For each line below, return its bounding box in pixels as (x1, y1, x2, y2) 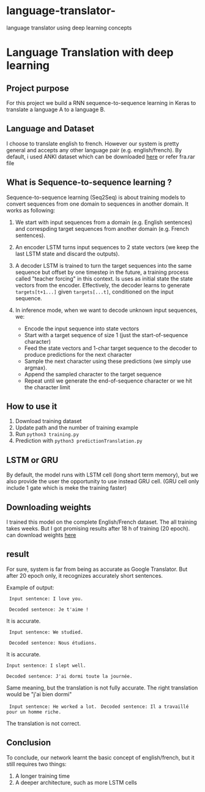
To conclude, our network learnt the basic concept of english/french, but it (6, 753, 195, 761)
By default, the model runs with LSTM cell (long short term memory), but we (6, 471, 199, 479)
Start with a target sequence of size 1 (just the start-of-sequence (24, 331, 188, 338)
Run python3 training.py (15, 430, 80, 438)
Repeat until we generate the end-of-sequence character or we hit (24, 377, 193, 384)
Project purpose (6, 83, 69, 93)
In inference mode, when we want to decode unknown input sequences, (15, 306, 198, 314)
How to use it (6, 401, 58, 411)
